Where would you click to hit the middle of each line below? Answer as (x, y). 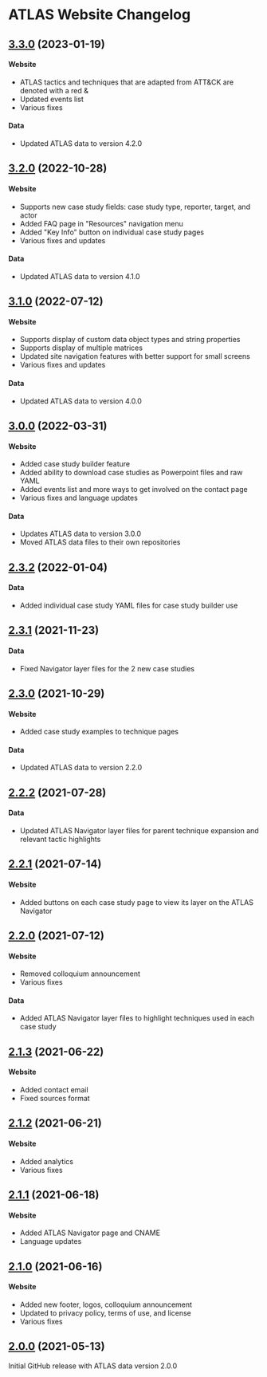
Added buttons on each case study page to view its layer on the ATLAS (136, 902)
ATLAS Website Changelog (100, 15)
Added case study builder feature (75, 464)
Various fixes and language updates (79, 498)
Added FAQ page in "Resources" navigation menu (101, 223)
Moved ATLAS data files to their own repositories (100, 542)
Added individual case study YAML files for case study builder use (129, 605)
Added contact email (54, 1089)
